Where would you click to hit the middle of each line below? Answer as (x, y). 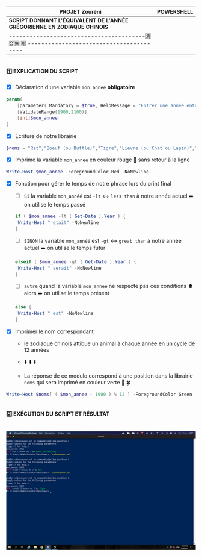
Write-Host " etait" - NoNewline (58, 223)
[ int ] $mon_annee (38, 118)
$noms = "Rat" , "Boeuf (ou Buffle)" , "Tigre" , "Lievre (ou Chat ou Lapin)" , (101, 148)
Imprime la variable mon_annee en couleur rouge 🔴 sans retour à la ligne (103, 160)
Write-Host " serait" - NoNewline (60, 268)
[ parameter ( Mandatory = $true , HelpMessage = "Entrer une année (101, 105)
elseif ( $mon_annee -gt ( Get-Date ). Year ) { (76, 262)
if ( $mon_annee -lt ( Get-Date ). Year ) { (70, 217)
